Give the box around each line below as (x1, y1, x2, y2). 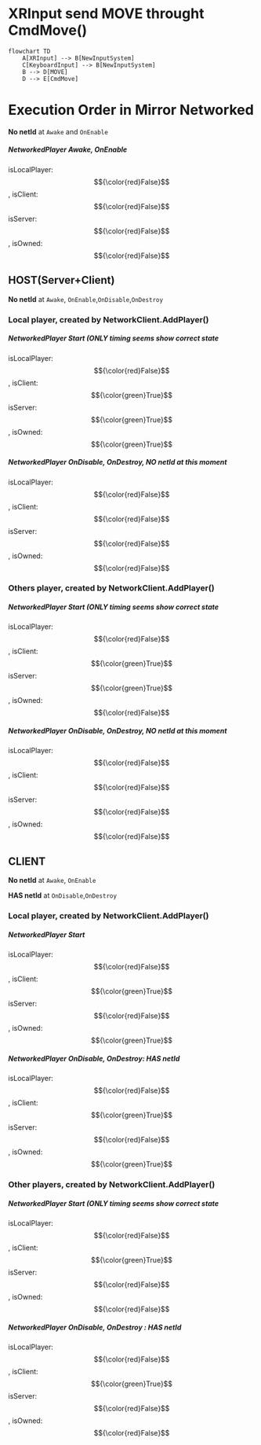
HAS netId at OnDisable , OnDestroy (8, 891, 118, 900)
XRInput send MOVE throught (8, 5, 205, 23)
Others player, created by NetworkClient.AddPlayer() (8, 583, 215, 594)
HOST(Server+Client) (8, 274, 115, 287)
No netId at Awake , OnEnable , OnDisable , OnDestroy (8, 294, 163, 303)
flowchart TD (8, 47, 51, 55)
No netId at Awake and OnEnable (8, 127, 108, 136)
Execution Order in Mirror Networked (8, 101, 255, 119)
